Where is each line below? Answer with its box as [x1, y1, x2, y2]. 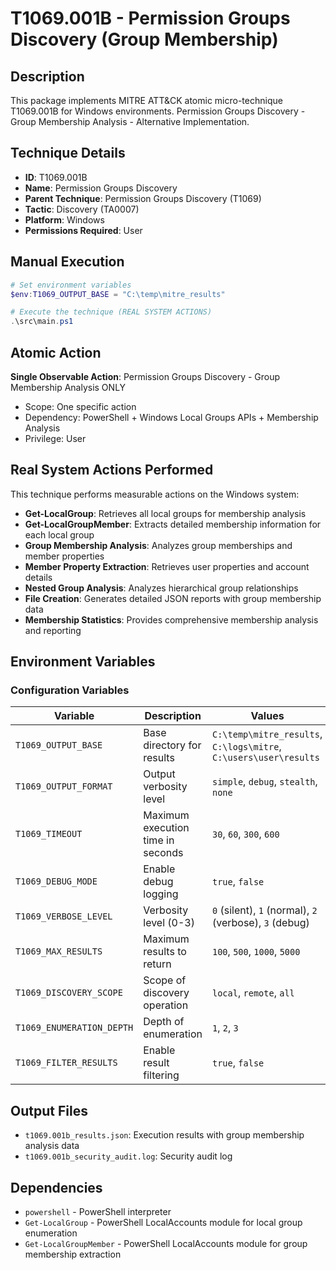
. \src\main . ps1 [10, 317, 74, 327]
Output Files [10, 1102, 88, 1119]
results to [143, 945, 187, 959]
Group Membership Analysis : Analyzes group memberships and [24, 539, 293, 551]
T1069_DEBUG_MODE [15, 876, 98, 887]
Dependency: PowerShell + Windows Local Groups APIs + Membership [24, 411, 319, 423]
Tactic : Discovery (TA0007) [24, 203, 140, 215]
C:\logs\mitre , [212, 740, 282, 754]
